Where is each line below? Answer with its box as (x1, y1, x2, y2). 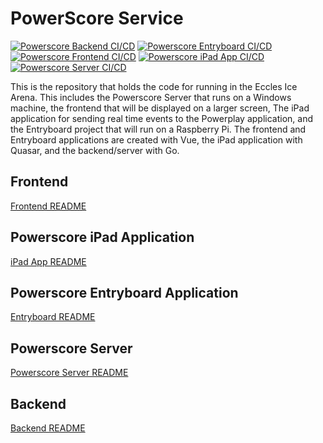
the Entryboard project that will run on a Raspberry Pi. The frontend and (10, 123, 307, 135)
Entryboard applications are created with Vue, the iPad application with (10, 133, 303, 146)
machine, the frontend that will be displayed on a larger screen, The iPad (10, 102, 310, 114)
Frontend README (10, 200, 87, 212)
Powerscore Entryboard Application (10, 284, 239, 301)
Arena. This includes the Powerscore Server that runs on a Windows (10, 91, 292, 103)
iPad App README (10, 255, 87, 267)
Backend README (10, 422, 86, 434)
